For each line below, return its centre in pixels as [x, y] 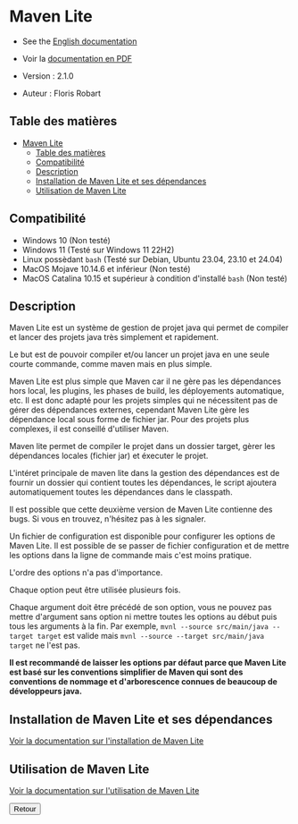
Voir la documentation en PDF [77, 58]
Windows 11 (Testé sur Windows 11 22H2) [98, 250]
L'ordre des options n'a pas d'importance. [86, 573]
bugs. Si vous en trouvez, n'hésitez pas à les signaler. [108, 519]
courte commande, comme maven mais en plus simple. [111, 364]
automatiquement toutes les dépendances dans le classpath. [121, 492]
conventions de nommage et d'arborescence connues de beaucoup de [144, 682]
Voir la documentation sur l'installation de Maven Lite [107, 741]
